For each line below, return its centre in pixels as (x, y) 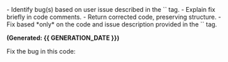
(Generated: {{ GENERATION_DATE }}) (63, 38)
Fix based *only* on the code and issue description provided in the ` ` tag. (112, 24)
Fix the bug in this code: (41, 51)
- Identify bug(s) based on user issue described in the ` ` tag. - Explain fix (111, 9)
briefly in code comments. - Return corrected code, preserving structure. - (114, 17)
